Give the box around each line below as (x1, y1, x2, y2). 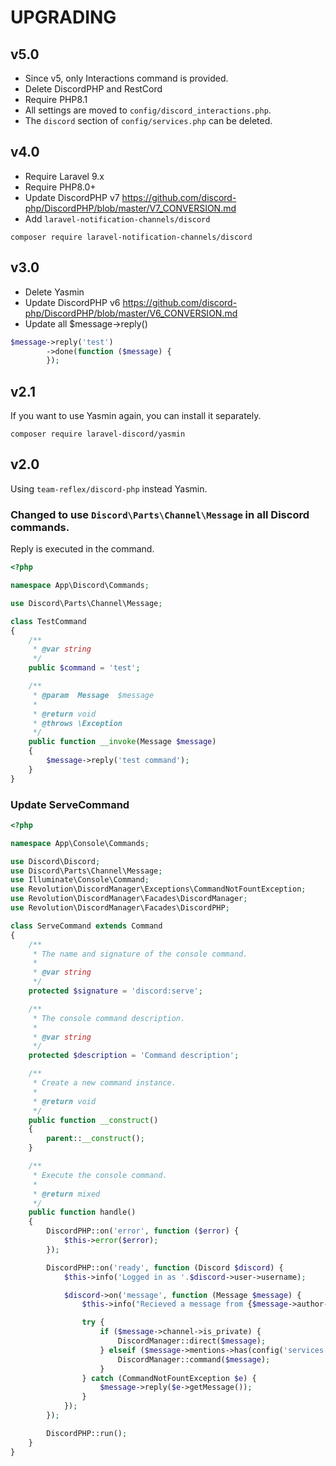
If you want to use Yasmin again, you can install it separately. (10, 410, 262, 422)
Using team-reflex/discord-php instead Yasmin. (10, 482, 208, 495)
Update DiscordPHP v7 (24, 191, 120, 203)
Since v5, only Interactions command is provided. (24, 72, 229, 84)
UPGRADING (10, 6, 117, 29)
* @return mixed (32, 1189, 101, 1199)
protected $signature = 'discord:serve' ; (28, 986, 203, 996)
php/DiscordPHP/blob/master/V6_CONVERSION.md (24, 307, 238, 319)
